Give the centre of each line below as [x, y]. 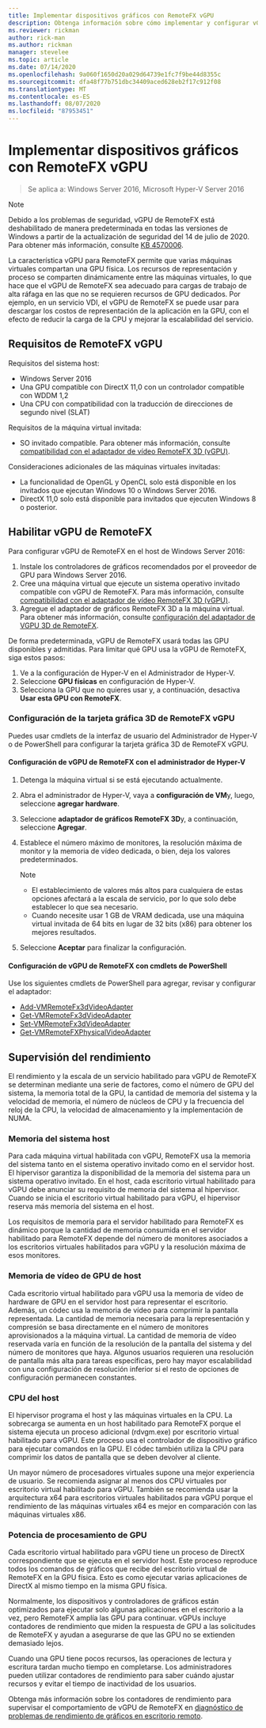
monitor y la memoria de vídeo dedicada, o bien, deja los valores [125, 851]
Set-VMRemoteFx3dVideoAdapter [75, 1024]
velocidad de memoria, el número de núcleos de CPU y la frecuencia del [126, 1102]
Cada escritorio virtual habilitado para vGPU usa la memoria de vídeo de [126, 1293]
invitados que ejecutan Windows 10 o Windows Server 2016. [118, 490]
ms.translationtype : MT [47, 89]
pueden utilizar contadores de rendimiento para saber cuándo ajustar [122, 1676]
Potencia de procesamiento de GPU [78, 1535]
